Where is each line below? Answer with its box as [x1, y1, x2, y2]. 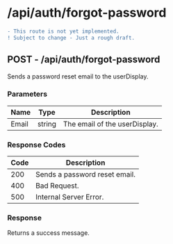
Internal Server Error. [35, 193, 104, 202]
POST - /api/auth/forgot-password [7, 54, 160, 65]
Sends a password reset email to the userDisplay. [7, 72, 149, 81]
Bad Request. [35, 181, 79, 190]
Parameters [7, 89, 47, 99]
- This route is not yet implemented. [7, 28, 120, 35]
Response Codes [7, 140, 66, 149]
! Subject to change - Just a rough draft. [7, 34, 135, 41]
